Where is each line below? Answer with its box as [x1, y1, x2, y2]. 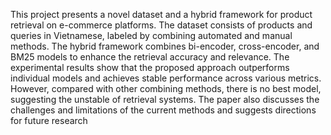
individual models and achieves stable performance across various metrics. [10, 72, 322, 84]
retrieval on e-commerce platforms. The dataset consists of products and [10, 19, 313, 31]
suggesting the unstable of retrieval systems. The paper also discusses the [10, 94, 320, 105]
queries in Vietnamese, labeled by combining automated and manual [10, 30, 293, 41]
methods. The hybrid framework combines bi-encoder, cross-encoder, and [10, 40, 320, 52]
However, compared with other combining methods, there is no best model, [10, 83, 322, 94]
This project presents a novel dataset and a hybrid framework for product [10, 9, 313, 20]
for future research [10, 115, 88, 126]
